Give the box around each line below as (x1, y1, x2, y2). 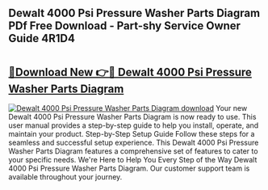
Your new (215, 103, 248, 112)
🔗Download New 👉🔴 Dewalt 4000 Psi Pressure (8, 65, 253, 79)
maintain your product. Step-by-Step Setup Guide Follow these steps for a (8, 129, 255, 138)
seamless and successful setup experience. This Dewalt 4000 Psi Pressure (8, 137, 259, 147)
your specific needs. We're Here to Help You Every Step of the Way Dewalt (8, 155, 258, 164)
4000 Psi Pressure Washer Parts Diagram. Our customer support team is (8, 163, 250, 173)
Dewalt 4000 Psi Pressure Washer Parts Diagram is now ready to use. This (8, 112, 257, 121)
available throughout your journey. (8, 172, 123, 181)
